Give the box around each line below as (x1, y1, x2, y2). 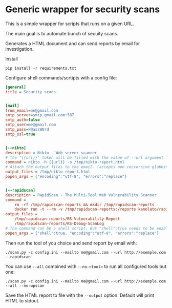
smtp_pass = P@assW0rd (5, 127, 50, 132)
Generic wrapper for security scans (5, 4, 160, 15)
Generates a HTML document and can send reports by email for (5, 40, 140, 47)
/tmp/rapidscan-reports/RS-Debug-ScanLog (14, 221, 104, 227)
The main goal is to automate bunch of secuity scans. (5, 30, 119, 36)
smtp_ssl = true (5, 132, 36, 137)
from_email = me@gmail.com (5, 108, 58, 113)
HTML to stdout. (5, 297, 40, 303)
